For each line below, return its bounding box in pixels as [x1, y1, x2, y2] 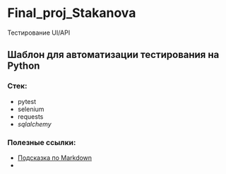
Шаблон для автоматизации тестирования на [7, 49, 220, 61]
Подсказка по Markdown [17, 153, 93, 162]
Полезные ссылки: [7, 137, 76, 147]
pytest [17, 97, 37, 105]
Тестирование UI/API [7, 28, 71, 37]
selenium [17, 105, 44, 113]
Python [7, 60, 40, 72]
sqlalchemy [17, 120, 52, 128]
